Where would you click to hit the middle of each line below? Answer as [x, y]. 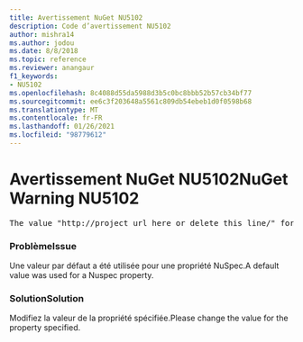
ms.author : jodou [42, 43]
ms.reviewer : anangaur [52, 68]
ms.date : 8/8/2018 [44, 51]
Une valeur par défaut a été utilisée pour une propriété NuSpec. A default [144, 265]
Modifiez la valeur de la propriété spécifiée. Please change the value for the [149, 318]
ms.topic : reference [48, 59]
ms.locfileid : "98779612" [58, 135]
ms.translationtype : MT [54, 110]
